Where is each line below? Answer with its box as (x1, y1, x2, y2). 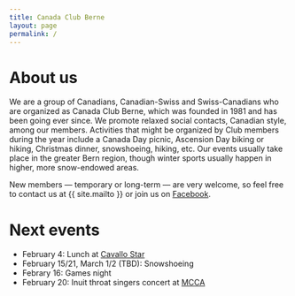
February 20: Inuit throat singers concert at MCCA (21, 277, 206, 288)
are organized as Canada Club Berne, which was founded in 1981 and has (9, 106, 277, 117)
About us (9, 67, 78, 87)
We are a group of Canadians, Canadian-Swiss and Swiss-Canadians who (9, 96, 279, 107)
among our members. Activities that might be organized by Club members (9, 125, 279, 135)
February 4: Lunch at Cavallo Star (21, 249, 145, 260)
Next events (9, 220, 100, 239)
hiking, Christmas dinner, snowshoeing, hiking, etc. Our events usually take (9, 143, 283, 155)
